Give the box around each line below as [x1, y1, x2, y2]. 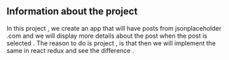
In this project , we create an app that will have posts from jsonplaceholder [6, 24, 222, 32]
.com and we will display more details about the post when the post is [6, 31, 208, 40]
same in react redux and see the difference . [6, 46, 134, 54]
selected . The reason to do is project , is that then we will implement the [6, 38, 216, 47]
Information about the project [6, 6, 138, 17]
